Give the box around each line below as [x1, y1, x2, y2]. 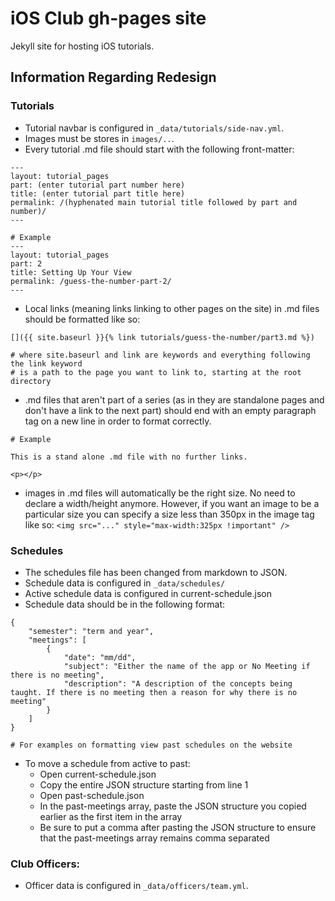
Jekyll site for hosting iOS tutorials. [10, 40, 155, 52]
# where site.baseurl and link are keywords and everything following [10, 350, 311, 360]
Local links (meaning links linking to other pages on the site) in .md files [24, 302, 320, 314]
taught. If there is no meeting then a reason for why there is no [10, 687, 298, 697]
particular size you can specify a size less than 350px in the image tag [24, 508, 315, 520]
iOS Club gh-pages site [10, 7, 207, 30]
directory [10, 376, 52, 386]
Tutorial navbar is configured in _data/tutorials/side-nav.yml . [24, 122, 285, 134]
